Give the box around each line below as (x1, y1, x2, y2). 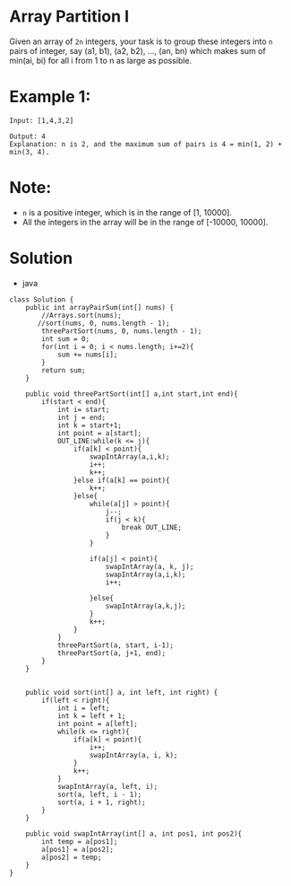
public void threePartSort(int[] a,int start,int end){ (25, 389, 239, 399)
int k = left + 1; (56, 711, 126, 720)
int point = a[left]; (56, 719, 139, 728)
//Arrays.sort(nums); (41, 311, 123, 320)
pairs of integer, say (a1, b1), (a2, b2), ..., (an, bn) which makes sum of (9, 45, 266, 56)
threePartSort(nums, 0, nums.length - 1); (41, 326, 202, 336)
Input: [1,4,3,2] (9, 116, 74, 125)
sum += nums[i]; (56, 350, 118, 359)
